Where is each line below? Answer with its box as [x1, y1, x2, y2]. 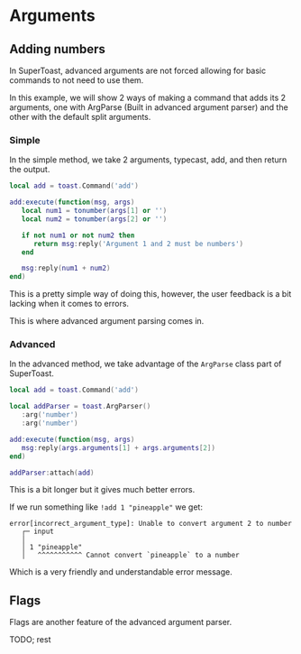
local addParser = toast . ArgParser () [9, 402, 151, 411]
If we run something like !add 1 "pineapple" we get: [9, 502, 203, 512]
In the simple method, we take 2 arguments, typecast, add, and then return [9, 154, 287, 165]
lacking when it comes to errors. [9, 299, 129, 309]
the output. [9, 164, 50, 175]
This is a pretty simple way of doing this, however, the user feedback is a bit [9, 289, 292, 299]
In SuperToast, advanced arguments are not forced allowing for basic [9, 65, 267, 76]
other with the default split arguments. [9, 112, 151, 122]
